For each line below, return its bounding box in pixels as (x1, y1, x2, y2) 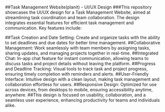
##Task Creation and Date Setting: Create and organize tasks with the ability (5, 34, 160, 40)
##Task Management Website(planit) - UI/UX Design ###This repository (5, 4, 152, 10)
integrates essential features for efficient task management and (5, 20, 134, 26)
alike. (5, 103, 16, 108)
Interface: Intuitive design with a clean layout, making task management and (5, 76, 160, 82)
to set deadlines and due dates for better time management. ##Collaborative (5, 40, 161, 46)
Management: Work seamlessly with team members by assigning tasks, (5, 45, 151, 51)
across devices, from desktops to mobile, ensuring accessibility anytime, (5, 87, 153, 92)
